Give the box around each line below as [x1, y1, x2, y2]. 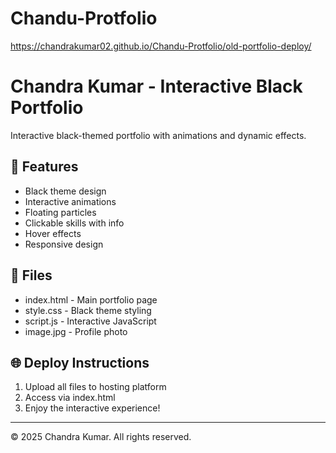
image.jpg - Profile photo [24, 325, 128, 337]
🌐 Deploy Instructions [10, 354, 150, 371]
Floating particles [24, 206, 97, 218]
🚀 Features [10, 158, 79, 176]
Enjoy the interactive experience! [24, 402, 161, 414]
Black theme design [24, 185, 107, 197]
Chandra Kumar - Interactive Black [10, 75, 303, 98]
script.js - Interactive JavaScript [24, 315, 157, 327]
